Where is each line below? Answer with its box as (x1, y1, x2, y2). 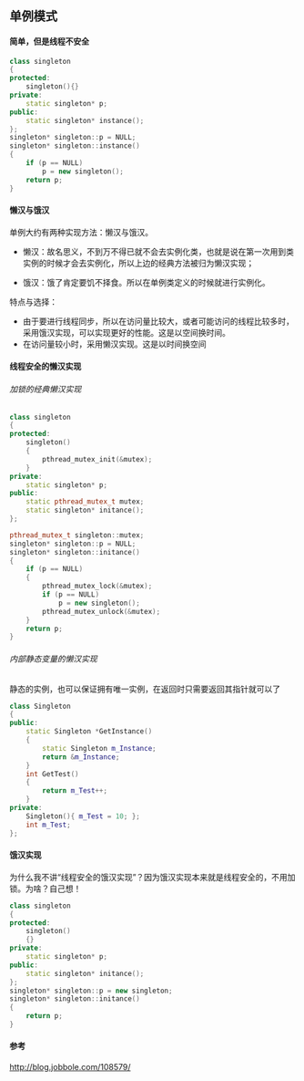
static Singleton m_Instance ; (42, 743, 157, 753)
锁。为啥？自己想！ (9, 883, 82, 894)
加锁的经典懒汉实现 (9, 383, 82, 394)
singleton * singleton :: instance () (9, 141, 141, 151)
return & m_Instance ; (42, 752, 120, 762)
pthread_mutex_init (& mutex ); (42, 454, 153, 463)
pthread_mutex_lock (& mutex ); (42, 582, 153, 591)
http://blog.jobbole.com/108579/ (9, 1062, 131, 1073)
